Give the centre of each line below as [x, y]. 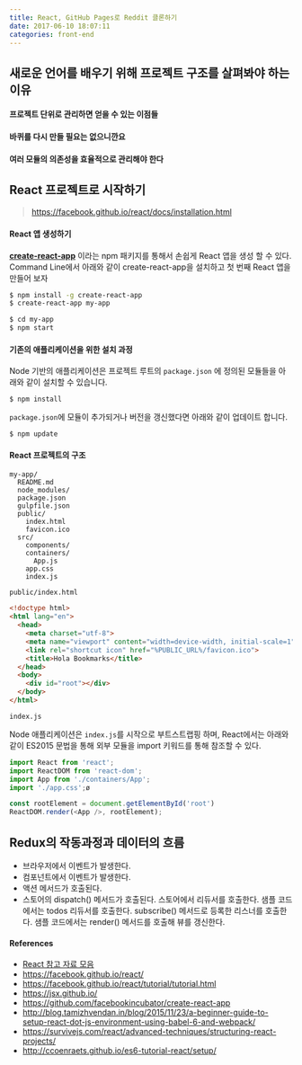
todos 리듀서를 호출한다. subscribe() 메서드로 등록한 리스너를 [155, 911]
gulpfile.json [44, 506]
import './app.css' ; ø [50, 787]
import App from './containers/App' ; [80, 779]
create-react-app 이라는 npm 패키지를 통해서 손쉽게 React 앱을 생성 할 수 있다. [151, 255]
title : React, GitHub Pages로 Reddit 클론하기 [93, 18]
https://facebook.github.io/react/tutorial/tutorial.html [119, 984]
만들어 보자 [29, 278]
